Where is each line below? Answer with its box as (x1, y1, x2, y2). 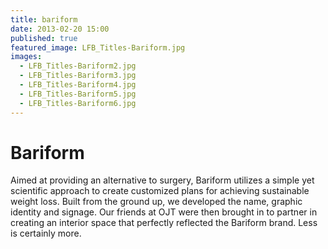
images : (10, 52, 43, 62)
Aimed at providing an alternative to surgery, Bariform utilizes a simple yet (10, 174, 315, 186)
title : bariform (10, 14, 78, 25)
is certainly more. (10, 227, 82, 240)
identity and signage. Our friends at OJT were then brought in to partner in (10, 206, 318, 218)
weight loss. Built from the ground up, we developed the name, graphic (10, 196, 303, 208)
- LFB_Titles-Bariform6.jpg (19, 98, 137, 108)
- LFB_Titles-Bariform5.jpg (19, 89, 137, 99)
